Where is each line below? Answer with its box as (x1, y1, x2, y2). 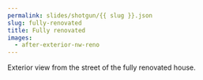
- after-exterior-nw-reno (14, 41, 100, 49)
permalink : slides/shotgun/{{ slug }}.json (7, 11, 153, 20)
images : (7, 33, 33, 42)
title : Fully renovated (7, 26, 86, 34)
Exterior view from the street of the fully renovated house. (7, 63, 197, 72)
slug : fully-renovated (7, 19, 82, 27)
